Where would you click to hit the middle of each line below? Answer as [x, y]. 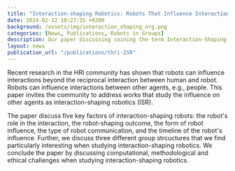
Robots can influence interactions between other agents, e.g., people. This [115, 87]
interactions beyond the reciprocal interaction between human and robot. [113, 80]
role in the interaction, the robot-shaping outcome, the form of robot [106, 123]
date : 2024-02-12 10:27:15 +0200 [56, 20]
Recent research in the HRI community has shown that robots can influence [116, 72]
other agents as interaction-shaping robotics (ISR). [80, 102]
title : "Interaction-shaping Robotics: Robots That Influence [100, 14]
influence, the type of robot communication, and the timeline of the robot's [115, 131]
